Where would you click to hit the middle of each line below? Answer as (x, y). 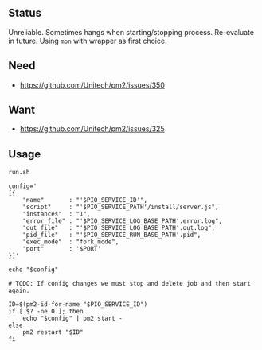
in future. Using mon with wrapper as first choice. (88, 41)
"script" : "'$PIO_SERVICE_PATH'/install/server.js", (121, 207)
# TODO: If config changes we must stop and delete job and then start (129, 284)
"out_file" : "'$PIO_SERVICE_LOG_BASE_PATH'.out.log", (119, 228)
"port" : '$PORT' (62, 249)
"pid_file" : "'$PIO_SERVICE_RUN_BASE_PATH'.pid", (112, 235)
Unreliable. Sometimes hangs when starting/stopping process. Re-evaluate (131, 32)
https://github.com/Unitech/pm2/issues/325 (92, 129)
